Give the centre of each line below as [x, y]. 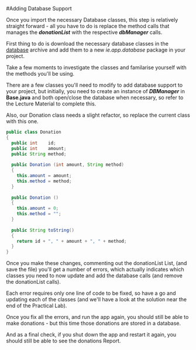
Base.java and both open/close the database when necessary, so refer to [95, 97]
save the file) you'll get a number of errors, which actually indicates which [95, 270]
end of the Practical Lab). [37, 306]
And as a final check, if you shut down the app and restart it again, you [91, 335]
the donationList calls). [34, 282]
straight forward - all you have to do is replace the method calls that [88, 26]
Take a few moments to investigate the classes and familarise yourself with [97, 67]
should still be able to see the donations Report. [63, 341]
